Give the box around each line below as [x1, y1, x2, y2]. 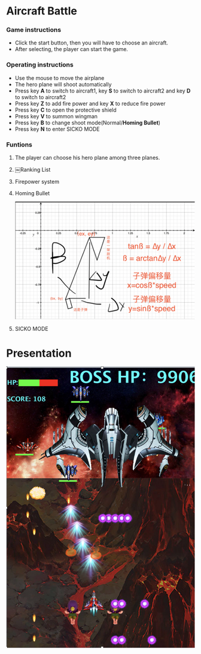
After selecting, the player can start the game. [14, 46, 129, 53]
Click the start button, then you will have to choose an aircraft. [14, 39, 169, 46]
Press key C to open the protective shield [14, 106, 117, 114]
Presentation [6, 347, 72, 360]
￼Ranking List [14, 166, 51, 174]
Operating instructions [6, 61, 74, 69]
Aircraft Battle [6, 4, 78, 18]
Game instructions [6, 26, 62, 34]
